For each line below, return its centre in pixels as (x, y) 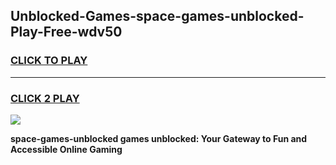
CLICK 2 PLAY (45, 98)
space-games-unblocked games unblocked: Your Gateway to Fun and (159, 138)
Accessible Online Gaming (66, 149)
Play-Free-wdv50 (66, 32)
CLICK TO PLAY (49, 61)
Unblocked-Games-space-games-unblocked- (157, 16)
